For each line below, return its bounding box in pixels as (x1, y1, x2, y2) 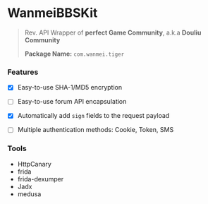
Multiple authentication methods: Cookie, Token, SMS (17, 126, 174, 134)
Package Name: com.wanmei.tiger (24, 49, 125, 58)
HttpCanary (17, 160, 51, 168)
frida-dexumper (17, 174, 64, 183)
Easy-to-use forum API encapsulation (17, 97, 127, 106)
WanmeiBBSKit (7, 5, 98, 21)
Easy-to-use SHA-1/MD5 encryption (17, 83, 122, 92)
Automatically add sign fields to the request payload (17, 112, 170, 120)
